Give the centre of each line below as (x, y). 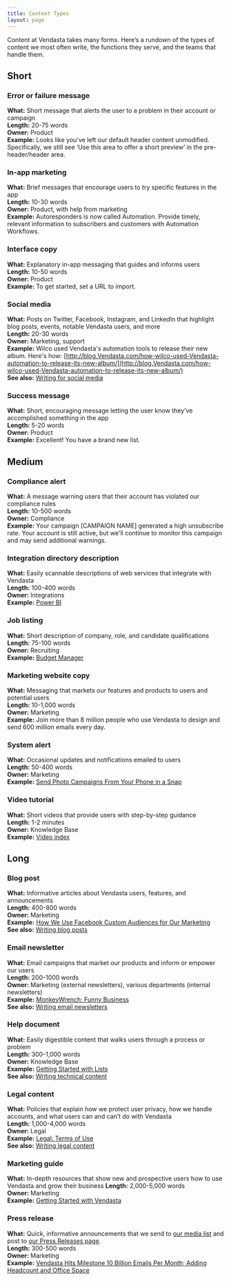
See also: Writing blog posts (48, 930)
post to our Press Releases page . (54, 1241)
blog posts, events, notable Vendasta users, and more (84, 327)
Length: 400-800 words (42, 908)
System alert (29, 744)
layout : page (26, 20)
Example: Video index (39, 837)
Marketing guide (36, 1164)
